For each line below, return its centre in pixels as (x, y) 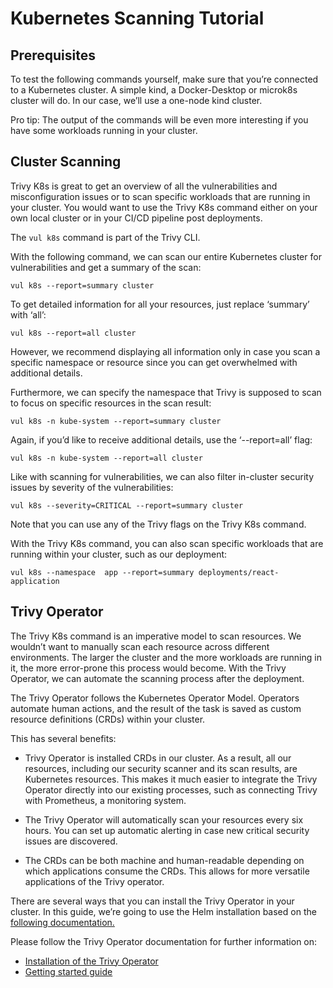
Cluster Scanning (66, 162)
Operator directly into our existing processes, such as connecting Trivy (171, 789)
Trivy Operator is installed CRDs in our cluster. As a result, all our (158, 758)
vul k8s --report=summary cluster (82, 285)
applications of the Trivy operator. (94, 881)
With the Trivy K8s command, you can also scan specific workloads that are (167, 543)
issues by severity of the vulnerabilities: (92, 487)
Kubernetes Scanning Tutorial (137, 18)
